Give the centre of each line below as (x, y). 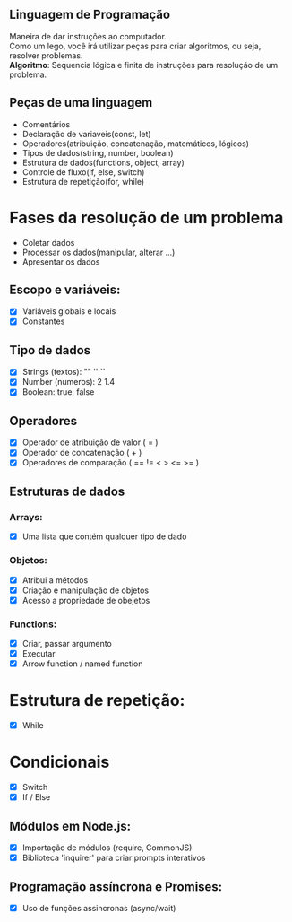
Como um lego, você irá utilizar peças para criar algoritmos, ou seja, (135, 46)
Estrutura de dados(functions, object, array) (103, 162)
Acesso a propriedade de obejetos (86, 600)
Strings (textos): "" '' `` (64, 372)
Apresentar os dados (61, 261)
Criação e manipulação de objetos (86, 590)
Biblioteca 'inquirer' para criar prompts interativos (114, 858)
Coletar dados (48, 242)
